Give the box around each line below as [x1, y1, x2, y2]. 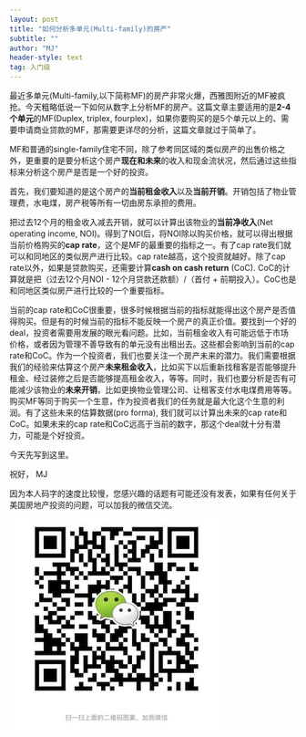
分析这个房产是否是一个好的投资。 [25, 167, 153, 177]
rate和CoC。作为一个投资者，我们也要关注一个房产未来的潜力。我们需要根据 [9, 350, 296, 360]
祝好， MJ [9, 469, 48, 479]
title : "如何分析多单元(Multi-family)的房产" [9, 24, 171, 34]
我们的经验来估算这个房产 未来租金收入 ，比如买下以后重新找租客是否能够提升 [9, 361, 297, 372]
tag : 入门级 [9, 63, 51, 72]
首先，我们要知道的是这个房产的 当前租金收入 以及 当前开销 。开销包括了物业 [9, 186, 289, 196]
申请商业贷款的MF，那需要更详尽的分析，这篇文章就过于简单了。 [16, 124, 261, 135]
